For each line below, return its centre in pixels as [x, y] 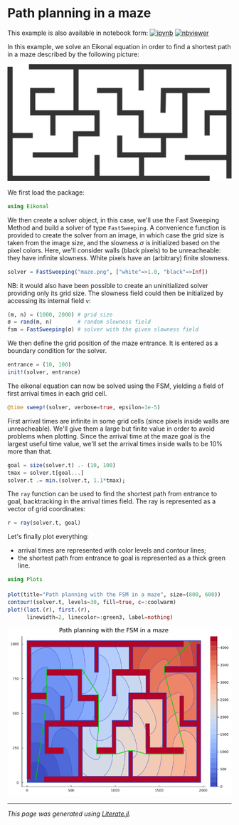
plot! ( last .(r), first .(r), [49, 610]
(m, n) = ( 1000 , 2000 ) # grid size [60, 314]
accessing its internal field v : [49, 300]
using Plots [25, 580]
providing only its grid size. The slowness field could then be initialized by [116, 293]
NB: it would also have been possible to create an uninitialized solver [108, 285]
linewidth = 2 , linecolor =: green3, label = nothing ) [100, 617]
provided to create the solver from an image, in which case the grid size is [116, 235]
